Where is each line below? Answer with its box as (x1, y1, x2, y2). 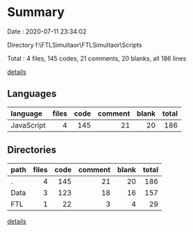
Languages (7, 88, 57, 100)
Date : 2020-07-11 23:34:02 (7, 27, 87, 36)
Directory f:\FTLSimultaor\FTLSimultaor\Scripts (7, 40, 142, 49)
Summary (7, 4, 65, 20)
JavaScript (10, 120, 47, 130)
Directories (7, 144, 57, 156)
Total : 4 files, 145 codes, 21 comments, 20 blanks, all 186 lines (7, 54, 187, 63)
